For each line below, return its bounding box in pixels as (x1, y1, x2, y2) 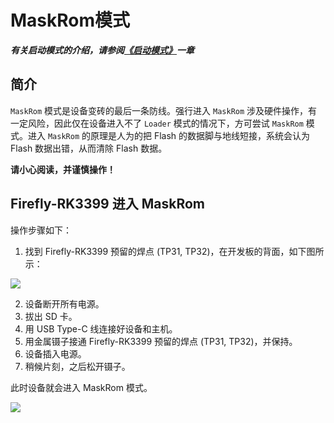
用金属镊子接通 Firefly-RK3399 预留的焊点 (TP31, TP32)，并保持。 (24, 335, 298, 347)
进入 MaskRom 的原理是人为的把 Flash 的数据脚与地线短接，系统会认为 (27, 129, 311, 141)
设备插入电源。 (24, 347, 87, 360)
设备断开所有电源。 (24, 297, 105, 310)
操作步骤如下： (10, 224, 72, 236)
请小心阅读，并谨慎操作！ (10, 163, 116, 175)
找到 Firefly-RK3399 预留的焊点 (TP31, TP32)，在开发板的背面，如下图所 (24, 245, 325, 257)
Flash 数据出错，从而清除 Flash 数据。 (10, 142, 168, 154)
